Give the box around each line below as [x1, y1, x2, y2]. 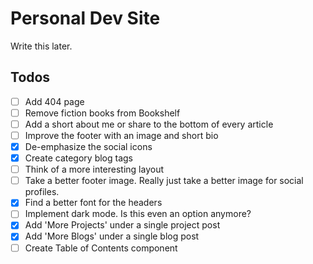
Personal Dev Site [10, 7, 161, 30]
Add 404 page [24, 95, 85, 107]
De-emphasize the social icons [24, 141, 153, 152]
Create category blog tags [24, 152, 133, 164]
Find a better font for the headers [24, 197, 163, 209]
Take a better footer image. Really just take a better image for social [24, 175, 304, 187]
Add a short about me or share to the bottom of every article [24, 118, 274, 130]
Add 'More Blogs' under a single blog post [24, 230, 200, 242]
